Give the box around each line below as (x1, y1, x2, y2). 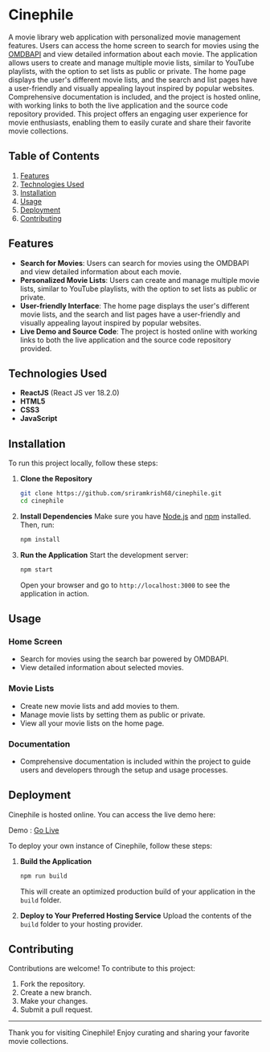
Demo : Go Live (8, 825, 59, 835)
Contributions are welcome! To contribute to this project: (8, 964, 195, 973)
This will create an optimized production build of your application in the (19, 886, 256, 896)
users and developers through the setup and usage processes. (19, 765, 228, 775)
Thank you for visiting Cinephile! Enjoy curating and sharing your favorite (8, 1028, 250, 1038)
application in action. (19, 588, 90, 598)
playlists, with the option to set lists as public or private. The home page (8, 66, 247, 76)
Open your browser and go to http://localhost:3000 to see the (19, 580, 231, 590)
